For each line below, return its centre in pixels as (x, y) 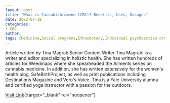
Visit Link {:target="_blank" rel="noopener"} (51, 95)
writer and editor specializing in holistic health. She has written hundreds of (84, 58)
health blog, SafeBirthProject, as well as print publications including (75, 74)
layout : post (19, 10)
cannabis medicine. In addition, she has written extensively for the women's (84, 68)
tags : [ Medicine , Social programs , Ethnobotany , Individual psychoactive (81, 39)
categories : (18, 24)
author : (13, 33)
